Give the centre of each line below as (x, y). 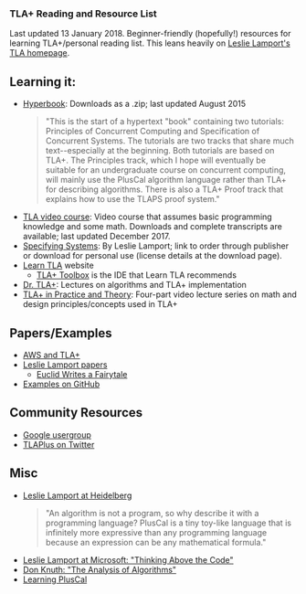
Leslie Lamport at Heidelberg (77, 495)
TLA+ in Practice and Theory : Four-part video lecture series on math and (159, 294)
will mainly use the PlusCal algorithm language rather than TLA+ (166, 180)
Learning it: (42, 82)
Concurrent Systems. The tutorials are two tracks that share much (169, 141)
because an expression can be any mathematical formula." (156, 542)
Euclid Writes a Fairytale (82, 374)
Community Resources (76, 413)
